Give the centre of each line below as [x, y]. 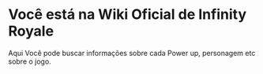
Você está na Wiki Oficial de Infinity [128, 15]
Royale [31, 31]
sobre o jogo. [30, 61]
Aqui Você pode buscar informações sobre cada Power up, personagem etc [132, 53]
